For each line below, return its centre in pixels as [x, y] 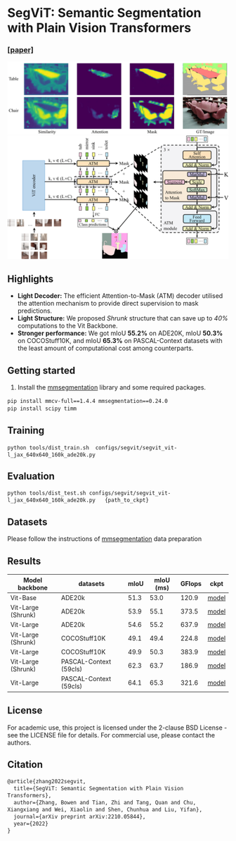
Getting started [41, 370]
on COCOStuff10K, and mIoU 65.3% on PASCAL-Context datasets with [120, 341]
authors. [19, 742]
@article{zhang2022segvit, [47, 782]
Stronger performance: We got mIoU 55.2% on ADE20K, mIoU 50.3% [120, 333]
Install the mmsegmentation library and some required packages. [111, 387]
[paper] [20, 50]
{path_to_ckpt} [127, 500]
